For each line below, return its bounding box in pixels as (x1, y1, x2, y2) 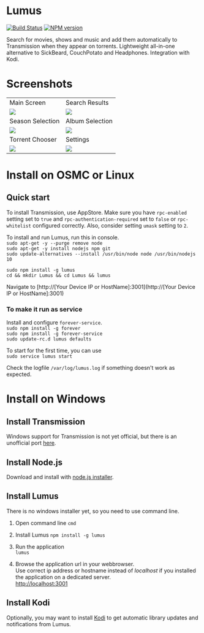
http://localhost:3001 (15, 580, 68, 587)
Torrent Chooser (9, 135, 57, 144)
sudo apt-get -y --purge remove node (6, 240, 103, 246)
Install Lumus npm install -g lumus (15, 531, 105, 539)
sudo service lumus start (6, 353, 72, 359)
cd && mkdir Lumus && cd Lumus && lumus (6, 272, 111, 278)
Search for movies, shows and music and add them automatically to (6, 36, 178, 43)
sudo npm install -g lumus (6, 267, 75, 273)
